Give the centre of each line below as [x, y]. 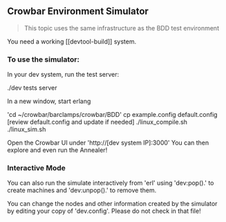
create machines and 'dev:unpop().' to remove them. [82, 190]
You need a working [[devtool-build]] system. [72, 41]
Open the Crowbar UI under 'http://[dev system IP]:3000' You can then [108, 143]
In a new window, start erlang [49, 101]
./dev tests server [32, 88]
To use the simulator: [43, 59]
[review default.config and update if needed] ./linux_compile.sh [97, 122]
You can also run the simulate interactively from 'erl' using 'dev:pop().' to [111, 183]
